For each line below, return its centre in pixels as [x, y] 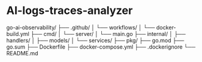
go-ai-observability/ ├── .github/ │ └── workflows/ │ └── [81, 27]
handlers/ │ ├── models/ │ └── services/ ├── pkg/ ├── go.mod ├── [95, 40]
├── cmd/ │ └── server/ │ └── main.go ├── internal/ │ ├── [108, 33]
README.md [22, 53]
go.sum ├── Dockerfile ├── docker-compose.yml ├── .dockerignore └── [101, 47]
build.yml [18, 33]
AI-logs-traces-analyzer [70, 11]
